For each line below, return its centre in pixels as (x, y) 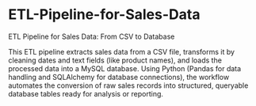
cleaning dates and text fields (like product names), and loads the (115, 60)
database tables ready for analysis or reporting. (86, 93)
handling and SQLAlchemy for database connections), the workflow (119, 77)
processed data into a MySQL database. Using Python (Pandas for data (125, 68)
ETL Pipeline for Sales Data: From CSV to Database (92, 36)
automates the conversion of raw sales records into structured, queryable (128, 85)
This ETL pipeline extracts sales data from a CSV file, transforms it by (122, 51)
